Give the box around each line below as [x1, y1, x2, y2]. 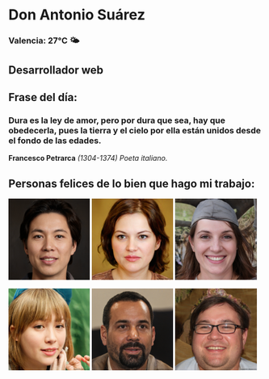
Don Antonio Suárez [8, 6, 145, 24]
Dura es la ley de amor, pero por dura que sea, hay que [8, 115, 226, 126]
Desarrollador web [8, 63, 103, 77]
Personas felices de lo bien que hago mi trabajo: [8, 176, 255, 191]
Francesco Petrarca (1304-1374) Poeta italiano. [8, 154, 168, 163]
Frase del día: [8, 91, 78, 104]
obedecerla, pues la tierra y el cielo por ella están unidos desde [8, 124, 261, 136]
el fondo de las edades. [8, 135, 102, 146]
